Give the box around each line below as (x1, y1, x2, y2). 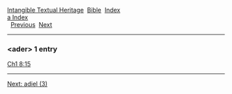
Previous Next (10, 21, 52, 28)
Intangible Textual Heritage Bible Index (7, 6, 121, 14)
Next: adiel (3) (7, 79, 48, 88)
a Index (7, 13, 28, 21)
